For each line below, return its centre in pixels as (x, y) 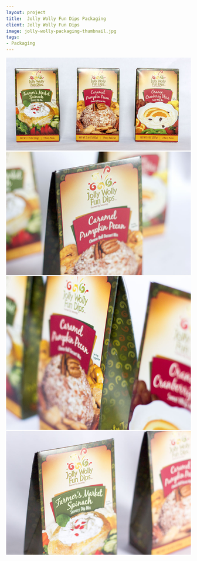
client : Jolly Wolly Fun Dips (43, 25)
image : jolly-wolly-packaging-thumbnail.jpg (61, 31)
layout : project (26, 12)
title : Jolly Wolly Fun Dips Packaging (56, 19)
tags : (13, 37)
